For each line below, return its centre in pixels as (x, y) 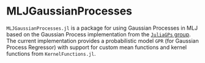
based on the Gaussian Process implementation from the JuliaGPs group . (99, 34)
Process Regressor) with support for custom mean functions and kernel (97, 47)
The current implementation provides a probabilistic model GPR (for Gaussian (102, 41)
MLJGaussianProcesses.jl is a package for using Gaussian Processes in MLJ (102, 28)
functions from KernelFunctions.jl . (51, 53)
